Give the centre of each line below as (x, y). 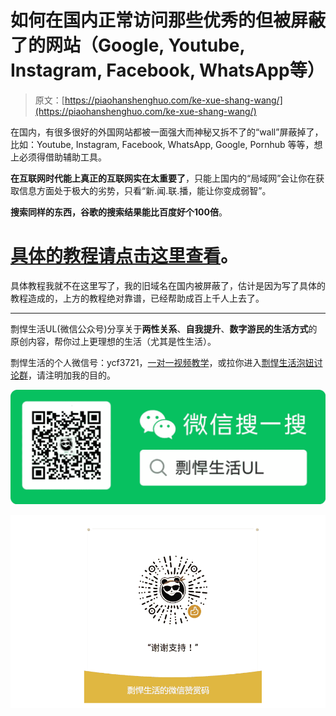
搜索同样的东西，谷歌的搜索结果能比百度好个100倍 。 (119, 212)
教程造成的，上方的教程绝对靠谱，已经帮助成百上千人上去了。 (137, 298)
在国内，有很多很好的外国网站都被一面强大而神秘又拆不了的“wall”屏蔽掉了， (167, 132)
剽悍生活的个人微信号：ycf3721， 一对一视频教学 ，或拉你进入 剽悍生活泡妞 (162, 362)
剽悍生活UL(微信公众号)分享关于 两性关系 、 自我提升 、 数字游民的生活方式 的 (164, 328)
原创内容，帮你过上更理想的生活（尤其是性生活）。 (113, 341)
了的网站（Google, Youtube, (127, 45)
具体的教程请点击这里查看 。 (124, 256)
